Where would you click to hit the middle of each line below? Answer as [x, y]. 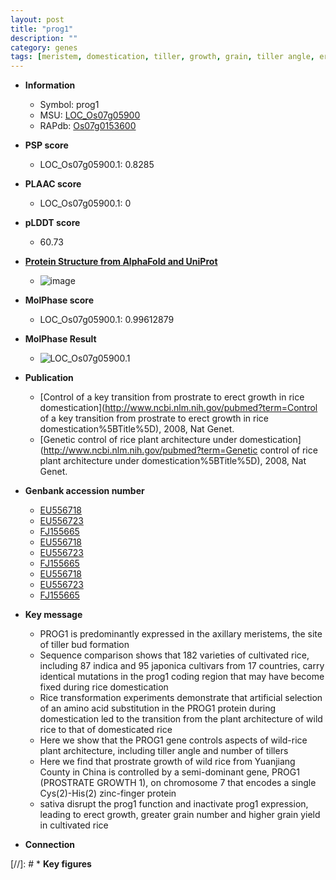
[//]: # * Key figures [51, 864]
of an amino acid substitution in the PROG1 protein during [158, 708]
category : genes [44, 47]
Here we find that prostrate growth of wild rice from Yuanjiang [167, 762]
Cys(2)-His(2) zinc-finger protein [108, 793]
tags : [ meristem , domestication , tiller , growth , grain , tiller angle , [162, 57]
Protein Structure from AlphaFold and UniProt [121, 262]
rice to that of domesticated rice [106, 730]
